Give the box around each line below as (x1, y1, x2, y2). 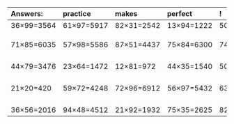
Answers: (10, 9, 43, 18)
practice (62, 9, 91, 18)
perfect (166, 9, 193, 18)
